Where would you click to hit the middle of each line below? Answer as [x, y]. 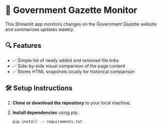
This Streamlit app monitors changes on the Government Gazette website [81, 24]
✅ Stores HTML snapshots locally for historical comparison [73, 71]
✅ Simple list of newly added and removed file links [65, 60]
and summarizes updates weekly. [40, 29]
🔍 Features [23, 46]
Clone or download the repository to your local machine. [72, 102]
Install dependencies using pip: [46, 112]
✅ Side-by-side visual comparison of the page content [69, 66]
